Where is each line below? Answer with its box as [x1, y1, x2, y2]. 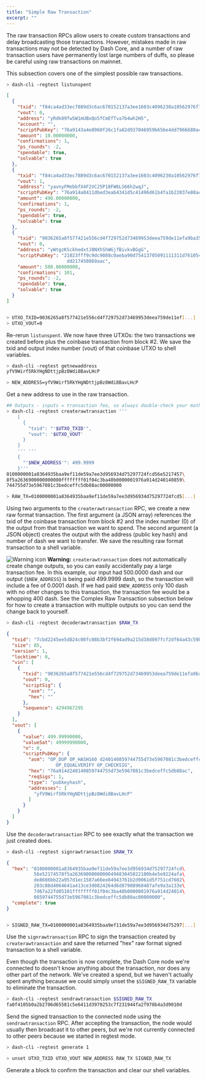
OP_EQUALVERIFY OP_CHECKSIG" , [55, 762, 133, 768]
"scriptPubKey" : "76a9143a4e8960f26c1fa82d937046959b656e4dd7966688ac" [17, 127, 204, 133]
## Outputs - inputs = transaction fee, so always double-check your [6, 403, 188, 409]
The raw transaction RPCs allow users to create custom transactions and [6, 31, 190, 39]
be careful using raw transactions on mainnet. [6, 58, 123, 65]
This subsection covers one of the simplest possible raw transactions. [6, 69, 183, 77]
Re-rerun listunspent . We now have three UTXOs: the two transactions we [6, 331, 196, 338]
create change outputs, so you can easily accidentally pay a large [6, 563, 172, 570]
